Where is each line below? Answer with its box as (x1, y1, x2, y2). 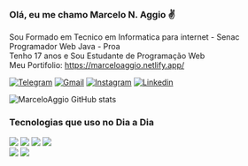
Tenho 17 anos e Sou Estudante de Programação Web (9, 50, 205, 61)
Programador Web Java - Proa (9, 41, 121, 52)
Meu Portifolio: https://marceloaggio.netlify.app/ (9, 60, 184, 71)
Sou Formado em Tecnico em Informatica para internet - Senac (9, 32, 240, 42)
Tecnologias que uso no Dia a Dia (9, 117, 155, 129)
